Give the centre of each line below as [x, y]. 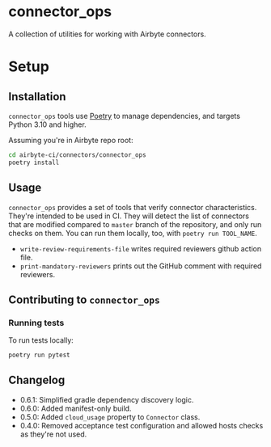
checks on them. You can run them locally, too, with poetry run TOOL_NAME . [133, 233]
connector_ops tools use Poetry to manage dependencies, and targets [125, 116]
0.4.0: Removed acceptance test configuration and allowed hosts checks [142, 425]
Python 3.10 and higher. [47, 124]
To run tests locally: [41, 340]
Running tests [36, 323]
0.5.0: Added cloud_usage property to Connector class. [110, 417]
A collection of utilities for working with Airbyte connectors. [107, 34]
